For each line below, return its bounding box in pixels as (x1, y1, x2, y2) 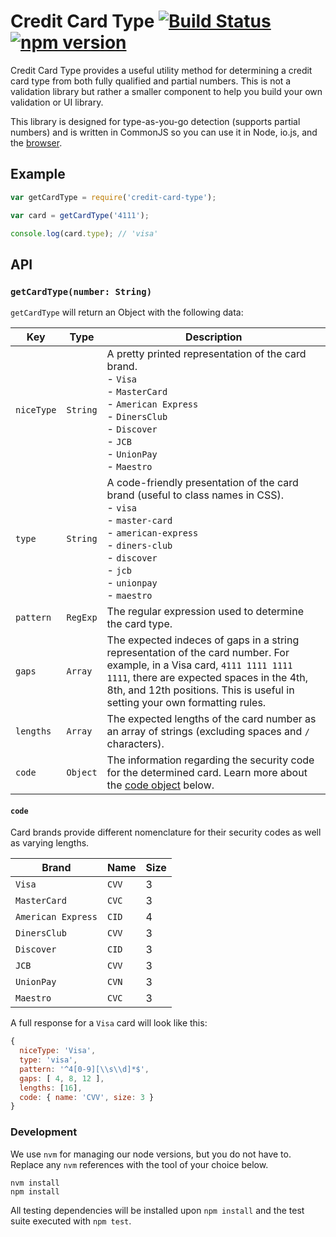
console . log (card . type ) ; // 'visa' (10, 228, 159, 239)
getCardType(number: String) (10, 286, 153, 297)
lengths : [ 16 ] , (19, 1083, 83, 1093)
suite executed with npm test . (10, 1215, 132, 1227)
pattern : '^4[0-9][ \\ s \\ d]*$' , (19, 1064, 150, 1074)
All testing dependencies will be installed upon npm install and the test (10, 1204, 305, 1216)
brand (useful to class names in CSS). (106, 488, 285, 502)
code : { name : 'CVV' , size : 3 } (19, 1092, 155, 1102)
